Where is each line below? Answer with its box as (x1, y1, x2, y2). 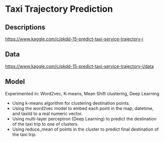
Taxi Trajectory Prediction (5, 3, 113, 15)
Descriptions (5, 23, 46, 31)
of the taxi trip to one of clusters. (12, 121, 79, 127)
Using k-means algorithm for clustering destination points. (12, 100, 130, 106)
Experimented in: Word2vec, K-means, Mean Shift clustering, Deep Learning (5, 90, 160, 96)
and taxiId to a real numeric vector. (12, 111, 83, 116)
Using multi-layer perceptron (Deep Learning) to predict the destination (12, 115, 157, 121)
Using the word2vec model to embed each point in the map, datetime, (12, 105, 154, 111)
